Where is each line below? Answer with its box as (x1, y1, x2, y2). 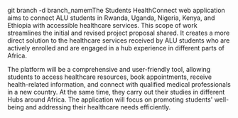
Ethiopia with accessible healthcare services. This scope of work (7, 21, 198, 29)
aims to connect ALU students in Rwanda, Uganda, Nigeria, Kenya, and (7, 14, 215, 22)
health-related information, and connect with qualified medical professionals (7, 80, 231, 88)
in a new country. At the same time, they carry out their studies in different (7, 88, 225, 96)
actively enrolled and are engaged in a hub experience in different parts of (7, 44, 225, 52)
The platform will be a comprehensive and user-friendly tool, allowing (7, 65, 211, 73)
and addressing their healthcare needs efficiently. (25, 103, 171, 111)
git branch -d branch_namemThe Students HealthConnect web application (7, 6, 225, 14)
